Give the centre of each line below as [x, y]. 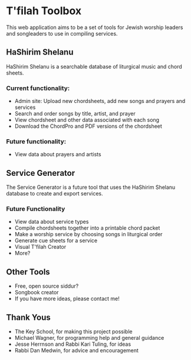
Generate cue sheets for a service [56, 240]
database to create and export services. [55, 194]
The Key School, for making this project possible [73, 332]
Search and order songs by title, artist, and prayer [75, 114]
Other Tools [28, 271]
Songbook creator [37, 292]
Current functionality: [38, 88]
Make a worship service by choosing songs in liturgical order [89, 234]
